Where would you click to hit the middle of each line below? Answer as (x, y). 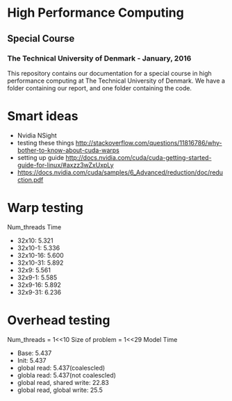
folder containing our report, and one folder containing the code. (100, 88)
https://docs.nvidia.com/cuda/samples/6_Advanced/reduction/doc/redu (120, 172)
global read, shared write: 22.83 (63, 382)
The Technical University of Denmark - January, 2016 (99, 58)
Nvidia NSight (37, 135)
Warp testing (45, 208)
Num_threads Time (34, 227)
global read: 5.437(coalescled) (61, 368)
